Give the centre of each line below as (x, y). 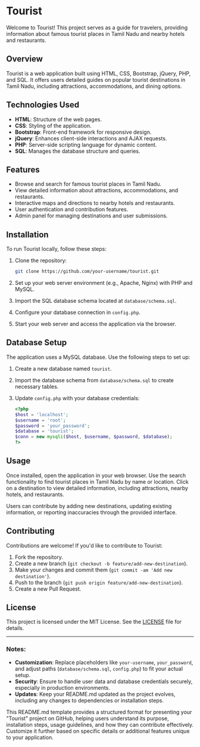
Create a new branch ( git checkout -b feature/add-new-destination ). (101, 563)
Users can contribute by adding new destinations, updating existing (89, 506)
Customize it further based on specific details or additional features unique (98, 731)
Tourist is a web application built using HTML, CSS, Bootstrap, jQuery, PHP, (99, 73)
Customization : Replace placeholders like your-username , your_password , (104, 662)
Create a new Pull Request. (48, 589)
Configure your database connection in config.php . (78, 312)
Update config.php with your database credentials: (77, 398)
